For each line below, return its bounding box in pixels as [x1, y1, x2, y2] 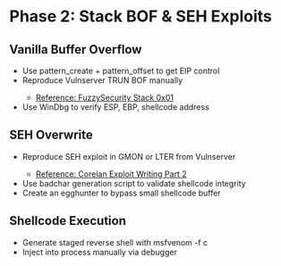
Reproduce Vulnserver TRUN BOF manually [21, 75, 183, 86]
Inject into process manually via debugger [21, 246, 177, 257]
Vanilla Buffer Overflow [9, 42, 142, 57]
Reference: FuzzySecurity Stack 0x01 [35, 92, 175, 103]
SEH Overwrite [9, 128, 93, 143]
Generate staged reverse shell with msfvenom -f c [21, 237, 209, 247]
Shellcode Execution [9, 213, 127, 229]
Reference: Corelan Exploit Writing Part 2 [35, 168, 187, 179]
